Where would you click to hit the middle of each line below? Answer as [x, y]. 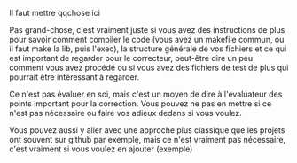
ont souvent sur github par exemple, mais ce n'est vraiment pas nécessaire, [148, 140]
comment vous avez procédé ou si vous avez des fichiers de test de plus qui [149, 67]
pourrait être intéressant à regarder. [74, 77]
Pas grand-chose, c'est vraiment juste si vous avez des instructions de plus [147, 30]
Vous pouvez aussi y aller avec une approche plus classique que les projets [147, 130]
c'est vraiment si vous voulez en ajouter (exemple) [101, 149]
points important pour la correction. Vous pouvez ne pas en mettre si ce [141, 104]
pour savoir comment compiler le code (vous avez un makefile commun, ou [147, 39]
